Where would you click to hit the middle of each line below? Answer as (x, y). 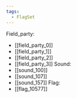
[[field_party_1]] (33, 51)
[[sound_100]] (31, 70)
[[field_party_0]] (34, 45)
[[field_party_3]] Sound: (43, 64)
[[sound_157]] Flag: (37, 82)
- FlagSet (23, 17)
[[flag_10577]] (31, 89)
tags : (13, 11)
